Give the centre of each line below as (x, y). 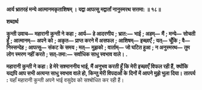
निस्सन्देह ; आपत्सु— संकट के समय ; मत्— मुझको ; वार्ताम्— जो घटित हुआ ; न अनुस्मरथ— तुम (98, 47)
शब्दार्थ (12, 22)
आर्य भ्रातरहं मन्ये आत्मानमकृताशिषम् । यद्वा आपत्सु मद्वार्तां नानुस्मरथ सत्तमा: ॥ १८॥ (84, 9)
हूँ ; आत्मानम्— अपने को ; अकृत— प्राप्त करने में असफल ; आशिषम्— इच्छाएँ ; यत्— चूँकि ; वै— (98, 40)
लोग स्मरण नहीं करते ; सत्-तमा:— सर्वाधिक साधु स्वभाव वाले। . (67, 54)
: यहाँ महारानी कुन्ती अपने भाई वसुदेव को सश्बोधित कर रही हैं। (65, 80)
